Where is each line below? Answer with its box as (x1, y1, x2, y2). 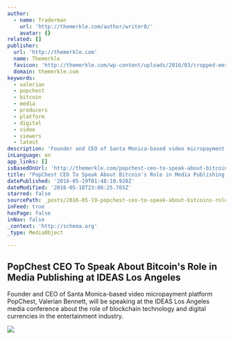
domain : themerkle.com (13, 68, 79, 75)
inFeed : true (7, 204, 45, 211)
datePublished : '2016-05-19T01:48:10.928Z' (7, 177, 135, 184)
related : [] (7, 36, 42, 43)
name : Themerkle (13, 55, 60, 62)
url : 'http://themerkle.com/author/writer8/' (19, 23, 154, 30)
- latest (13, 139, 39, 146)
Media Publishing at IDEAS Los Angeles (7, 271, 182, 283)
